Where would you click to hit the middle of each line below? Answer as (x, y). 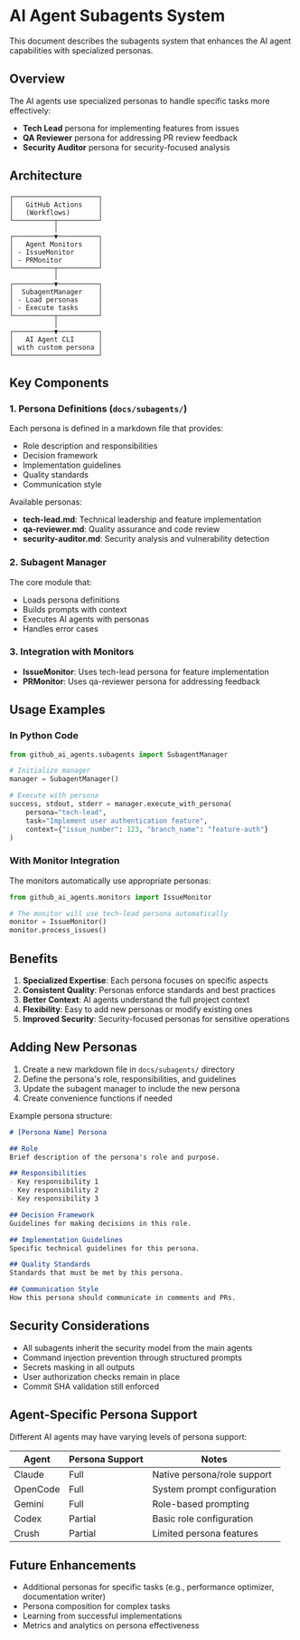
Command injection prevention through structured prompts (132, 1357)
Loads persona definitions (71, 600)
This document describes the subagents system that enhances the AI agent (150, 41)
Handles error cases (61, 628)
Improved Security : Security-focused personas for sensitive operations (156, 1019)
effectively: (30, 111)
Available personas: (46, 502)
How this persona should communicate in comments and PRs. (123, 1298)
